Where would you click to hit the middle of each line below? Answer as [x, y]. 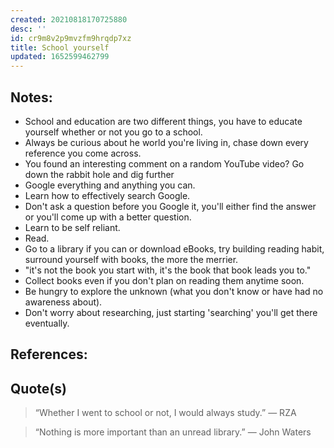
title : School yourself [60, 47]
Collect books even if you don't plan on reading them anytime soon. [164, 280]
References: [49, 354]
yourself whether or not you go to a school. [113, 132]
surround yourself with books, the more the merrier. [131, 259]
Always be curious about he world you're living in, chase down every [166, 142]
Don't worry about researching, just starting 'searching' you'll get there [171, 312]
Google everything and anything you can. [110, 185]
